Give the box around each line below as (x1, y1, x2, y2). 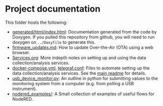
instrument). (12, 86, 37, 91)
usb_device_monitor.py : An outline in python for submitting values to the (12, 75, 158, 81)
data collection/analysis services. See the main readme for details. (12, 70, 146, 76)
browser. (12, 50, 30, 55)
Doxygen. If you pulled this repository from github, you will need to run (12, 34, 155, 40)
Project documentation (5, 3, 101, 15)
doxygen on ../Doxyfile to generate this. (12, 39, 96, 45)
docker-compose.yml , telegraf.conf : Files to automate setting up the (12, 65, 150, 71)
